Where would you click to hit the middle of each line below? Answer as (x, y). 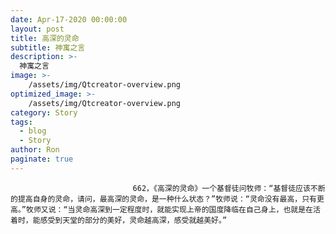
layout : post (37, 29)
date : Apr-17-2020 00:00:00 (69, 19)
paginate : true (42, 159)
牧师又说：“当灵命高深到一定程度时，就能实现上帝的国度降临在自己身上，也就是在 (169, 209)
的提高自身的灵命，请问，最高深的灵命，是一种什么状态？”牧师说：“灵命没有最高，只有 (163, 199)
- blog (33, 131)
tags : (21, 122)
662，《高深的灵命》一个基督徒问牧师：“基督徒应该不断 (229, 188)
